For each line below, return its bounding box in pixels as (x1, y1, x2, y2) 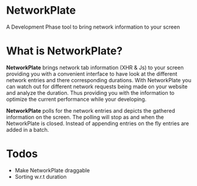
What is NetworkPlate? (6, 44, 123, 58)
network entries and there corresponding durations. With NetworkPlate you (6, 76, 192, 83)
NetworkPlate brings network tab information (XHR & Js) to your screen (6, 64, 184, 71)
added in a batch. (6, 126, 50, 133)
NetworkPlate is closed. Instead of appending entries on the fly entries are (6, 120, 189, 127)
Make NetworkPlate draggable (14, 166, 90, 173)
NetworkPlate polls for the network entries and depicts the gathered (6, 107, 175, 114)
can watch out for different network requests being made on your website (6, 83, 188, 90)
